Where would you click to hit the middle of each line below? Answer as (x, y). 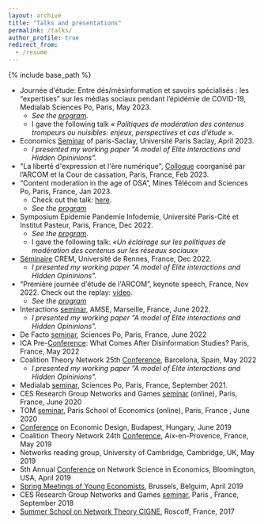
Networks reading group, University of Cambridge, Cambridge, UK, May (137, 452)
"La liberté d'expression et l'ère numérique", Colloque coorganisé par (132, 166)
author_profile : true (44, 38)
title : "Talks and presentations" (65, 23)
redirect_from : (33, 45)
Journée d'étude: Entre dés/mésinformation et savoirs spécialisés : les (134, 90)
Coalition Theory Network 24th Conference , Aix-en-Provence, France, (134, 436)
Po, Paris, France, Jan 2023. (66, 191)
